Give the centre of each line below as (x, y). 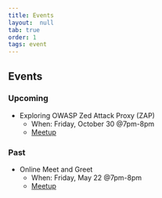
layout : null (31, 23)
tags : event (27, 45)
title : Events (31, 15)
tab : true (24, 30)
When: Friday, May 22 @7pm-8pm (86, 178)
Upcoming (28, 99)
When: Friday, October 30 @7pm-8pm (93, 124)
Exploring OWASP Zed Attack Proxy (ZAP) (87, 115)
